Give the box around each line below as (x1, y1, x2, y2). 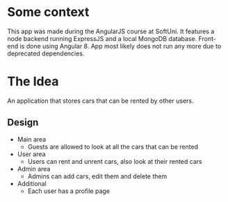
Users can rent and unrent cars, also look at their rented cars (27, 157, 203, 165)
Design (7, 117, 39, 128)
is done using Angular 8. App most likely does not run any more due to (19, 42, 222, 50)
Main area (17, 135, 47, 143)
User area (17, 150, 47, 158)
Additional (17, 179, 47, 187)
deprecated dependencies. (7, 49, 85, 58)
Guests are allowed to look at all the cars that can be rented (27, 142, 199, 151)
